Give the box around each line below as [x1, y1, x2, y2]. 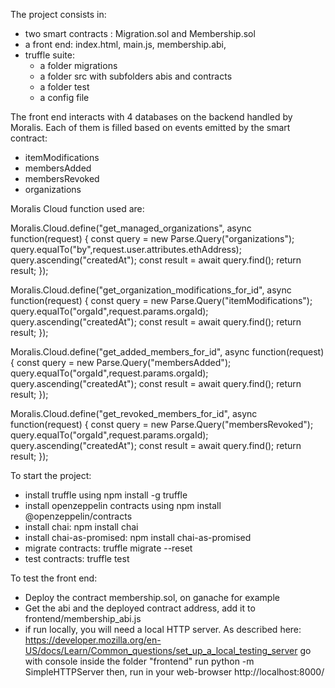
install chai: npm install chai [24, 521, 139, 533]
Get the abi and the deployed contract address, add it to [24, 602, 256, 614]
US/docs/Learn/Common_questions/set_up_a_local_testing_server [24, 645, 298, 656]
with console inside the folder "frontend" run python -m [24, 655, 255, 667]
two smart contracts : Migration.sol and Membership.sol [24, 28, 256, 39]
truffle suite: [24, 49, 75, 61]
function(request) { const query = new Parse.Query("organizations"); [10, 233, 295, 244]
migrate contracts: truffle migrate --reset [24, 542, 193, 554]
